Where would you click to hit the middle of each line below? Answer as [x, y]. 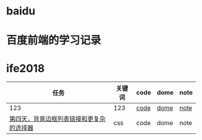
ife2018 [26, 68]
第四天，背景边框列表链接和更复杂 [58, 119]
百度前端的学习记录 [54, 41]
